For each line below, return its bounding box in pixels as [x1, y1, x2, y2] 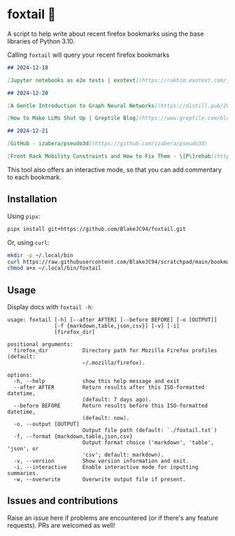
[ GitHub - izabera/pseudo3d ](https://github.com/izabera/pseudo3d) [7, 140, 208, 147]
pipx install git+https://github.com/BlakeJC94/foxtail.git [7, 225, 187, 232]
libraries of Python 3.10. [7, 36, 76, 45]
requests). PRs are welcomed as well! [7, 521, 115, 529]
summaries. [7, 470, 39, 477]
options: [7, 372, 33, 379]
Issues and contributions [7, 495, 118, 507]
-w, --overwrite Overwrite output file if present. [13, 476, 187, 483]
